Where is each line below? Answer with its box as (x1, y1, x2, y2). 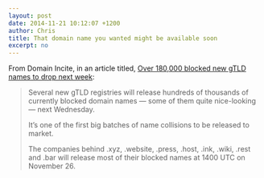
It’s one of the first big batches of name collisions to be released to (27, 120, 250, 130)
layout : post (8, 11, 52, 20)
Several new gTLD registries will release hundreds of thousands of (27, 87, 250, 97)
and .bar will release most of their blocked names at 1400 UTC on (27, 153, 245, 163)
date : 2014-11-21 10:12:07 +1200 (8, 19, 121, 27)
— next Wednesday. (27, 105, 95, 115)
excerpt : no (8, 42, 48, 50)
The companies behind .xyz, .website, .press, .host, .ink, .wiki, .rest (27, 144, 251, 154)
